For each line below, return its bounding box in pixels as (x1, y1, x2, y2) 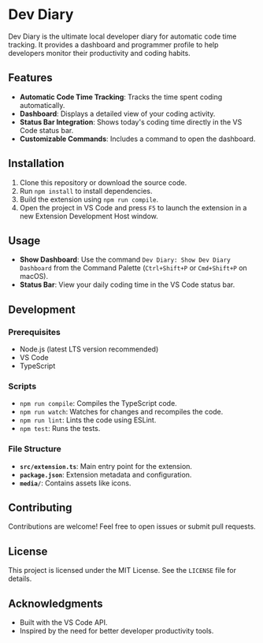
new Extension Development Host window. (19, 211, 159, 221)
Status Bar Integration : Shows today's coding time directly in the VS (19, 117, 243, 127)
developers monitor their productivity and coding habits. (8, 48, 191, 58)
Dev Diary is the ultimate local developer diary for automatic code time (8, 32, 237, 41)
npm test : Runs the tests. (19, 424, 101, 433)
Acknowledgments (8, 597, 104, 610)
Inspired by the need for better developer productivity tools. (19, 626, 214, 636)
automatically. (19, 100, 65, 110)
